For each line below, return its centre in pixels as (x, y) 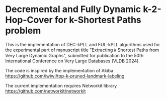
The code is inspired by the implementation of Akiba (59, 70)
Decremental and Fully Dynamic (73, 9)
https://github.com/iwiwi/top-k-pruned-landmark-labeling (65, 76)
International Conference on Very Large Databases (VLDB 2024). (72, 61)
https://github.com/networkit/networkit (46, 91)
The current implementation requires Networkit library (61, 85)
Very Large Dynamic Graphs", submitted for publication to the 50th (74, 55)
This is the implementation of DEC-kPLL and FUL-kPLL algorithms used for (82, 44)
